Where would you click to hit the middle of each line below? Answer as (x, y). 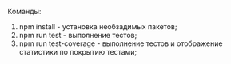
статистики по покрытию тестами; (78, 52)
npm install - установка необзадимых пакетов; (98, 26)
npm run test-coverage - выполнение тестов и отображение (121, 43)
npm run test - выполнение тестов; (78, 35)
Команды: (24, 11)
